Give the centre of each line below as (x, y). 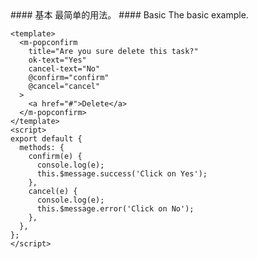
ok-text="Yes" (57, 60)
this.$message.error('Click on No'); (115, 209)
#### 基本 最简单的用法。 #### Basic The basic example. (129, 15)
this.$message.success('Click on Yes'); (122, 174)
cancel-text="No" (64, 69)
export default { (46, 139)
